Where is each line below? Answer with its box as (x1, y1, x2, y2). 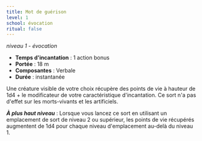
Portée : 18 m (15, 61, 49, 68)
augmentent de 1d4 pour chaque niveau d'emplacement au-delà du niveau (6, 122, 193, 130)
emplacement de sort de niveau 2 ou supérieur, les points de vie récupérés (6, 116, 195, 123)
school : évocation (6, 20, 53, 26)
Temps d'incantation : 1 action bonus (15, 54, 110, 61)
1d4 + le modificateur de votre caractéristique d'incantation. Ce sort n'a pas (6, 91, 197, 99)
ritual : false (6, 25, 43, 32)
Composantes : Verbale (15, 67, 76, 74)
